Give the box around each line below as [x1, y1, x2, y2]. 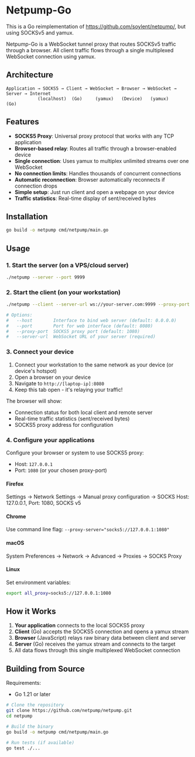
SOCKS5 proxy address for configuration [14, 421, 114, 428]
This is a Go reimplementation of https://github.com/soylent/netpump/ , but [6, 23, 186, 30]
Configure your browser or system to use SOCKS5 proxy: [6, 449, 145, 456]
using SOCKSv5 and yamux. [6, 29, 74, 36]
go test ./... [6, 745, 41, 751]
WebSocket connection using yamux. [6, 53, 96, 60]
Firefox [6, 480, 24, 487]
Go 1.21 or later [14, 691, 51, 698]
